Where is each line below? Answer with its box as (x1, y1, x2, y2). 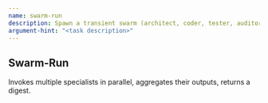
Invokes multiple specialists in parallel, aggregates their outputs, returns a (8, 77, 250, 87)
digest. (8, 85, 31, 96)
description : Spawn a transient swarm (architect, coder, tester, (8, 19, 234, 27)
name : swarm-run (8, 11, 62, 20)
